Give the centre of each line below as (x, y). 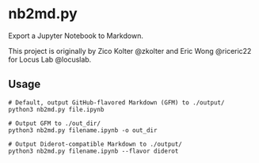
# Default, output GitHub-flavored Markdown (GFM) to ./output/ (116, 102)
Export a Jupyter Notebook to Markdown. (76, 36)
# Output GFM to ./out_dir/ (55, 123)
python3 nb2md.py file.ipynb (56, 109)
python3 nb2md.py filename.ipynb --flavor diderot (93, 151)
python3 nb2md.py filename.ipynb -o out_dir (83, 130)
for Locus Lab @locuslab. (50, 59)
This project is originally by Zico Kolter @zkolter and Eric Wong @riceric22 (130, 51)
